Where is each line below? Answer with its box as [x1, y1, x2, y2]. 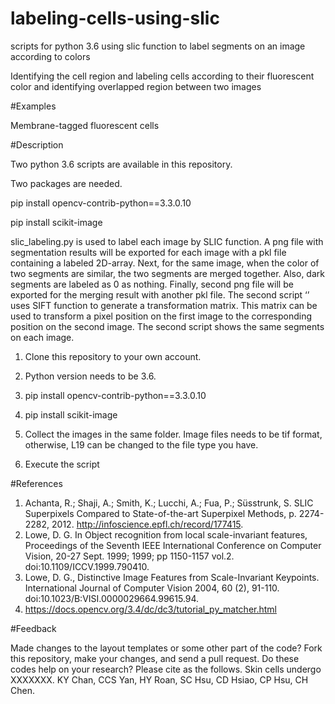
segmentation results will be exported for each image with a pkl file [10, 246, 287, 258]
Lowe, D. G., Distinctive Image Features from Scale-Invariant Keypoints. [24, 571, 320, 583]
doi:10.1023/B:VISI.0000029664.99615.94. [24, 592, 200, 604]
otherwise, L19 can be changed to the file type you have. [24, 438, 259, 451]
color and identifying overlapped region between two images [10, 80, 262, 92]
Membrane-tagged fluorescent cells [10, 119, 160, 131]
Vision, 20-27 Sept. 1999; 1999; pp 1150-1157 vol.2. [24, 550, 235, 562]
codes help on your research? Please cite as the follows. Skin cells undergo [10, 663, 322, 675]
